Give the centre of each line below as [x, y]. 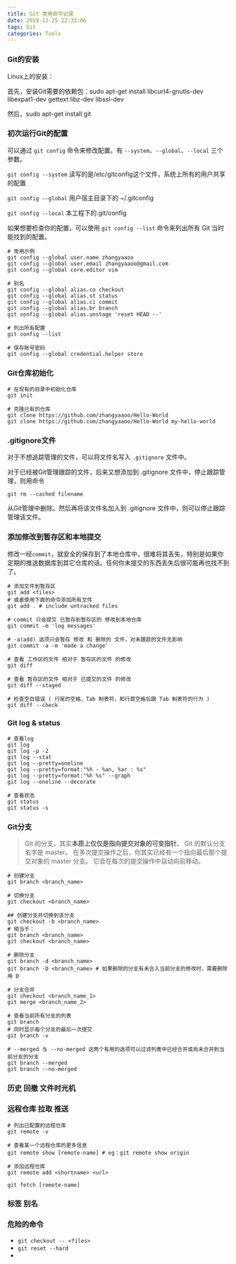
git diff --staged [34, 685]
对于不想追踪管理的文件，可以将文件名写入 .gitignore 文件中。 [99, 457]
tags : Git [22, 27]
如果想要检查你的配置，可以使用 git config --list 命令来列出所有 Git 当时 [116, 228]
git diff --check [33, 705]
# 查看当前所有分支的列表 [39, 1016]
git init [20, 395]
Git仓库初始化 [31, 373]
